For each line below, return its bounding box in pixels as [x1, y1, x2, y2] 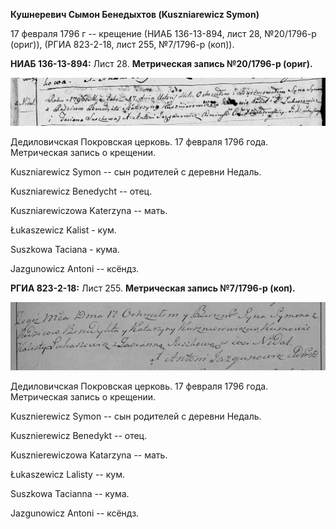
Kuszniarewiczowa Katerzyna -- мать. [10, 204, 168, 216]
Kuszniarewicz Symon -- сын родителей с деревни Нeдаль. [10, 165, 262, 178]
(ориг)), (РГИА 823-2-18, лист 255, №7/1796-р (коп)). [10, 39, 235, 50]
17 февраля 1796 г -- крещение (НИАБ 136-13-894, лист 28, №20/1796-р [10, 28, 317, 39]
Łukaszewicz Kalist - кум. [10, 224, 117, 236]
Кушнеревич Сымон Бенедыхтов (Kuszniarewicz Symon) [10, 9, 260, 20]
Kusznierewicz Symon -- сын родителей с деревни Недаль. [10, 410, 262, 423]
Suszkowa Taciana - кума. [10, 243, 120, 255]
